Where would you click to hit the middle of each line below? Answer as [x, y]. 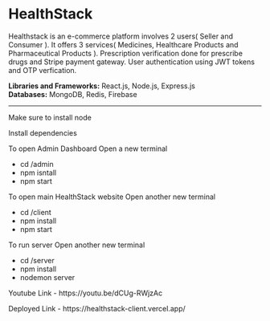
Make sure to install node [50, 117]
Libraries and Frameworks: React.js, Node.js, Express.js [102, 86]
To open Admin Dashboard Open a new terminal [88, 148]
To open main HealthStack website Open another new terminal [112, 197]
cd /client [36, 212]
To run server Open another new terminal [77, 245]
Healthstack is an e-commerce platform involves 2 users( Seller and [121, 36]
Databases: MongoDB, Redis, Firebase [73, 94]
